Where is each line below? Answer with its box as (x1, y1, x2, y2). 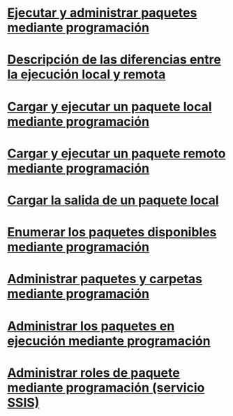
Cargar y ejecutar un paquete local (7, 99, 212, 115)
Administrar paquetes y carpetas (7, 271, 202, 287)
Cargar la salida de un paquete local (7, 192, 219, 208)
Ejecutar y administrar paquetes (7, 5, 197, 21)
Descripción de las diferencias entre (7, 52, 221, 68)
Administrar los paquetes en (7, 318, 175, 333)
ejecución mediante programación (7, 333, 211, 349)
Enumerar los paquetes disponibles (7, 224, 217, 241)
